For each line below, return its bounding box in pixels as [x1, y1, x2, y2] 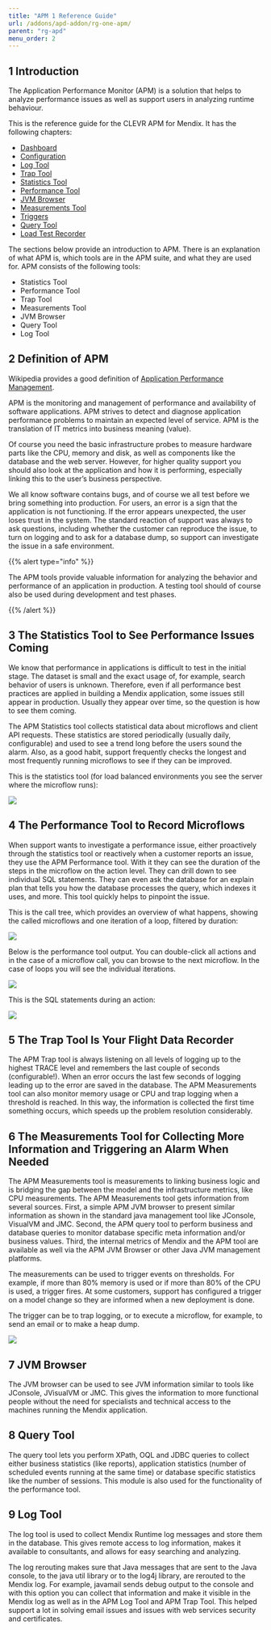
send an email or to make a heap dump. [8, 1320, 140, 1329]
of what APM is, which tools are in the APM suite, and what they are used [8, 253, 252, 263]
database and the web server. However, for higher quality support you [8, 456, 242, 466]
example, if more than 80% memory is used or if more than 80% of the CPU [8, 1278, 261, 1288]
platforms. [8, 1254, 43, 1264]
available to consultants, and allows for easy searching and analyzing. [8, 1546, 241, 1556]
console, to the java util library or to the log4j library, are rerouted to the [8, 1570, 246, 1581]
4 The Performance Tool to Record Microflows [8, 818, 245, 833]
